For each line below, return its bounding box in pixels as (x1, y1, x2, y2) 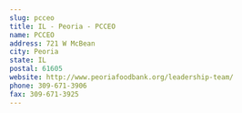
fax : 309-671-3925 (9, 89, 79, 98)
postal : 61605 (9, 65, 64, 74)
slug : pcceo (9, 13, 55, 23)
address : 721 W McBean (9, 38, 96, 48)
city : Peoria (9, 47, 59, 56)
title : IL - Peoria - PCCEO (9, 22, 116, 31)
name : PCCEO (9, 30, 55, 39)
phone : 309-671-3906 (9, 81, 88, 90)
